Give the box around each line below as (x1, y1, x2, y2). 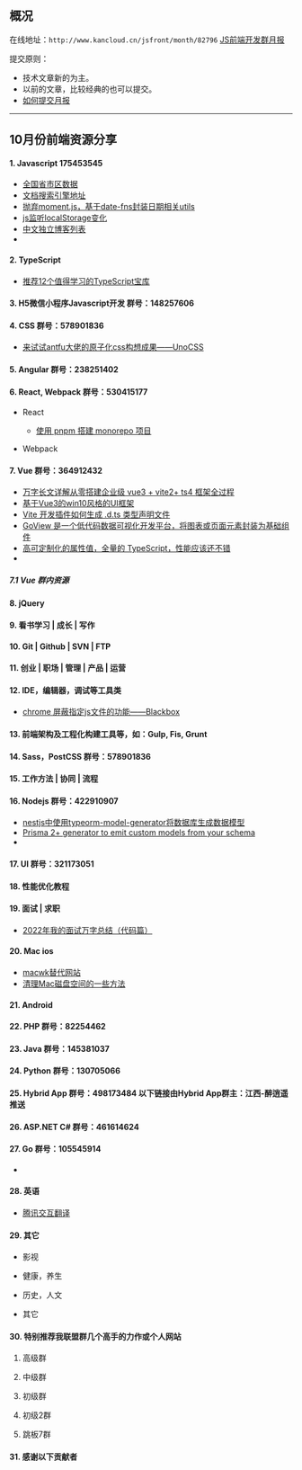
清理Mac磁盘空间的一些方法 (22, 978, 126, 989)
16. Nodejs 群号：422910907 (9, 795, 119, 806)
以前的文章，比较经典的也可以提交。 (22, 84, 157, 94)
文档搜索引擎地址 (22, 190, 86, 200)
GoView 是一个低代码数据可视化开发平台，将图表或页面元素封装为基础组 (22, 521, 290, 531)
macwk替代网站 (22, 967, 81, 977)
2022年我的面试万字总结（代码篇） (22, 924, 153, 935)
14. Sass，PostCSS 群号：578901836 (9, 751, 151, 762)
